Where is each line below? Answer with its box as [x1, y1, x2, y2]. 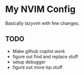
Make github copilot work [12, 48, 65, 54]
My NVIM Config [5, 4, 76, 15]
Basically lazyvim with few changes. [5, 20, 80, 26]
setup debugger [12, 59, 46, 65]
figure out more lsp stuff [12, 64, 62, 70]
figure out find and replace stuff [12, 53, 78, 59]
